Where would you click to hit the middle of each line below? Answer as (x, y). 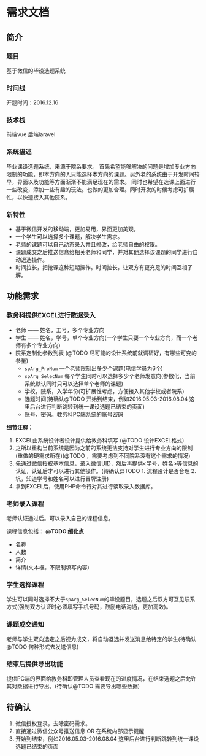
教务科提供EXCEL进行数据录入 (51, 315)
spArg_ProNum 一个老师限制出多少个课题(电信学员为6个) (94, 368)
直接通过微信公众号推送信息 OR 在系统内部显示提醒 (80, 731)
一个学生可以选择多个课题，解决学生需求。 (69, 237)
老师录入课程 (25, 504)
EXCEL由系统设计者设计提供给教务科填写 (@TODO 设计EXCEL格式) (100, 440)
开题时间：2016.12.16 (32, 102)
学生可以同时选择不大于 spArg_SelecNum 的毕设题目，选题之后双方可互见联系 (101, 600)
